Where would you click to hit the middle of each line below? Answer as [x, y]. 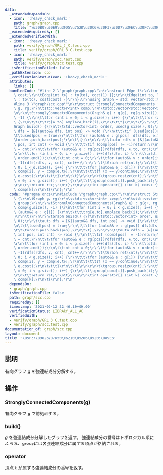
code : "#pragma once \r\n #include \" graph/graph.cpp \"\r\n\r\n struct [80, 194]
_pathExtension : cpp [30, 73]
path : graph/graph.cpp [37, 23]
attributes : [22, 81]
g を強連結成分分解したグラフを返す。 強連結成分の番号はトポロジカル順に [80, 437]
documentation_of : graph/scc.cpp [39, 329]
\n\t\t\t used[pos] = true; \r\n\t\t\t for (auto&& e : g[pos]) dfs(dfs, [87, 226]
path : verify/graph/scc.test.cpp [48, 59]
